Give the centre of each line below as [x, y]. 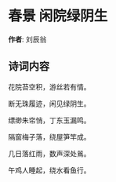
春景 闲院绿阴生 [58, 16]
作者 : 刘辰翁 [27, 39]
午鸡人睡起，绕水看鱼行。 [49, 170]
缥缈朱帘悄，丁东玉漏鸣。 [49, 120]
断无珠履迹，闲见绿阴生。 [49, 104]
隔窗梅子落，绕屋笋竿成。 [49, 136]
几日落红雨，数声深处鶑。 [49, 153]
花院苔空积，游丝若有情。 [49, 86]
